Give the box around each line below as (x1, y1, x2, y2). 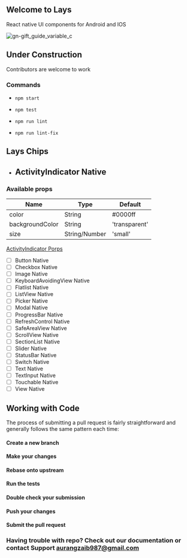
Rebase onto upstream (6, 466, 64, 473)
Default (119, 200, 141, 209)
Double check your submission (6, 494, 85, 501)
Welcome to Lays (6, 5, 72, 15)
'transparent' (111, 220, 149, 228)
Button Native (14, 257, 49, 264)
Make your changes (6, 453, 57, 460)
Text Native (14, 365, 44, 372)
